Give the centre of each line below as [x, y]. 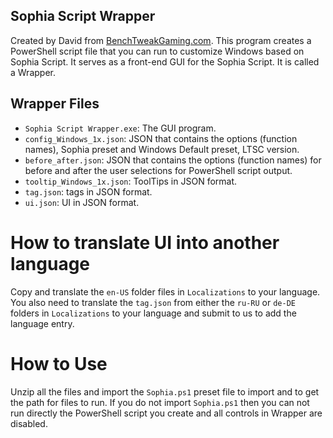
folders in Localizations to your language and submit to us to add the [153, 313]
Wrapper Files [55, 104]
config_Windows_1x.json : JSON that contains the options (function [161, 138]
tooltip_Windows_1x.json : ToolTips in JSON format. [131, 181]
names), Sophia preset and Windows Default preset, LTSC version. [162, 149]
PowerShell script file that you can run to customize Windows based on [157, 51]
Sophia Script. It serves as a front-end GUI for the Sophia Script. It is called [165, 61]
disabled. [29, 423]
